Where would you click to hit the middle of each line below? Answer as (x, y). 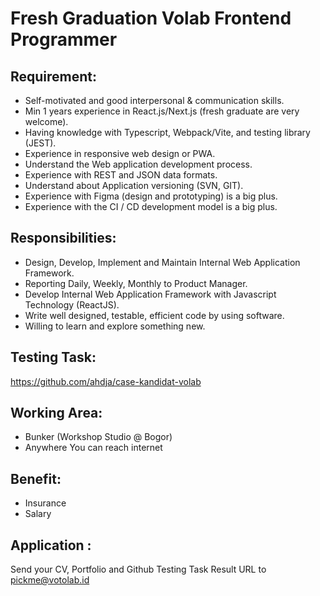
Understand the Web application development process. (138, 164)
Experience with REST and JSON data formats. (121, 175)
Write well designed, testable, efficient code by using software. (154, 315)
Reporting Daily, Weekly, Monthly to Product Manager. (136, 283)
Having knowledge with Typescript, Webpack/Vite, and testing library (167, 132)
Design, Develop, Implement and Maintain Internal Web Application (162, 262)
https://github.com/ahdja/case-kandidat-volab (106, 381)
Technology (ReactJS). (72, 304)
